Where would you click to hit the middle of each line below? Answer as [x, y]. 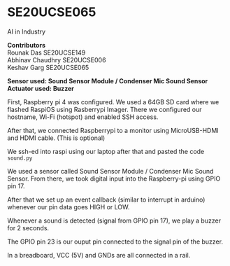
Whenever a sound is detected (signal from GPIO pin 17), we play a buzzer [114, 220]
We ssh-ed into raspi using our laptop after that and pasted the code [106, 151]
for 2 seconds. [28, 227]
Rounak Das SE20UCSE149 [46, 52]
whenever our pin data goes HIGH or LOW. [69, 206]
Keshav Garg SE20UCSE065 [48, 67]
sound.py [20, 158]
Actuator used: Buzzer [41, 88]
